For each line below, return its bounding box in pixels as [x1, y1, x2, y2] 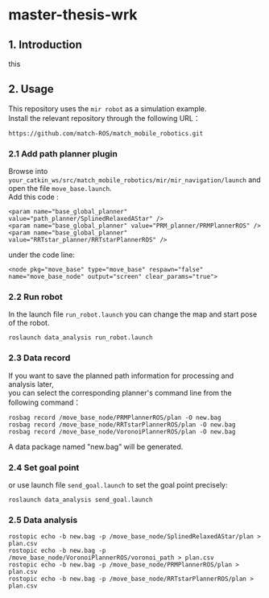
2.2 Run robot [8, 292, 63, 303]
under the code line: [8, 250, 75, 260]
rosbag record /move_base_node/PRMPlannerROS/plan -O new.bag [8, 413, 221, 422]
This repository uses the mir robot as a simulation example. [8, 103, 207, 114]
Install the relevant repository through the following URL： [8, 113, 201, 123]
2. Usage [8, 82, 54, 96]
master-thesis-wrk [8, 6, 138, 24]
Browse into [8, 167, 48, 176]
